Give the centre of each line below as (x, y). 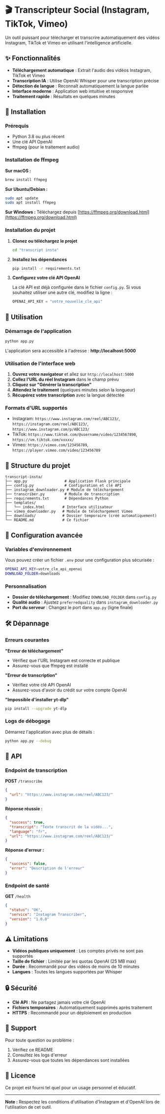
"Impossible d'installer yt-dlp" (37, 699)
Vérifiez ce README (33, 1049)
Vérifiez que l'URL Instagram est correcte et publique (66, 660)
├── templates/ (21, 503)
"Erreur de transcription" (31, 675)
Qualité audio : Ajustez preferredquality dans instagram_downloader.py (85, 602)
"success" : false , (28, 864)
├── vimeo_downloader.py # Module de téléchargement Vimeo (69, 511)
